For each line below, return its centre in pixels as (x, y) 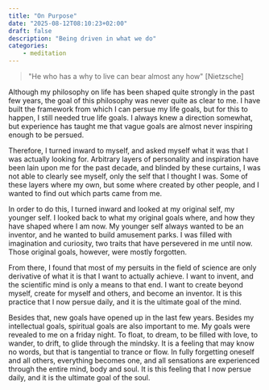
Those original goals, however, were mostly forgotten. (98, 252)
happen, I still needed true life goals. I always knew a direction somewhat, (131, 117)
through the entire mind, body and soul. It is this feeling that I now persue (130, 369)
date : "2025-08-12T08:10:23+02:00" (68, 23)
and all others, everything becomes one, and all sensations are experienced (134, 361)
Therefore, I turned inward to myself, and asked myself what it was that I (128, 151)
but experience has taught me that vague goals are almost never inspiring (131, 126)
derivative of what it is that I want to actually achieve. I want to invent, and (131, 276)
